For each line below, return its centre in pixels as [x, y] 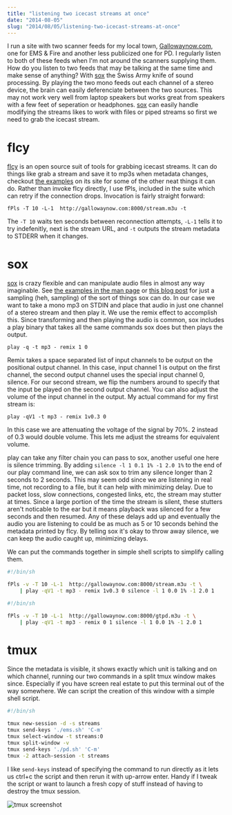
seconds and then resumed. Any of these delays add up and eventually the [114, 516]
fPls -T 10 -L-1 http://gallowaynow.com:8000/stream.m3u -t [97, 209]
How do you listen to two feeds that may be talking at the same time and [110, 68]
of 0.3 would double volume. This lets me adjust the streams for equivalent [113, 437]
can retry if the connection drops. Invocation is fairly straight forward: [106, 196]
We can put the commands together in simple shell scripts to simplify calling [116, 552]
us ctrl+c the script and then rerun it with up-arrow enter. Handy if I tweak [112, 776]
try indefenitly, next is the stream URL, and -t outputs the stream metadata [114, 229]
